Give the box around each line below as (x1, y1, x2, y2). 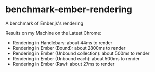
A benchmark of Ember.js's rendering (5, 20, 84, 26)
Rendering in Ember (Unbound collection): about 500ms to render (12, 50, 150, 56)
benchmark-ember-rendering (5, 4, 133, 15)
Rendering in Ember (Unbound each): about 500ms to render (12, 55, 140, 61)
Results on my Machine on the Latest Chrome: (5, 30, 102, 36)
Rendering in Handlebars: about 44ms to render (12, 39, 113, 46)
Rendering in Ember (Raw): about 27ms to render (12, 61, 115, 67)
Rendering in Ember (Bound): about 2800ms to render (12, 45, 126, 51)
